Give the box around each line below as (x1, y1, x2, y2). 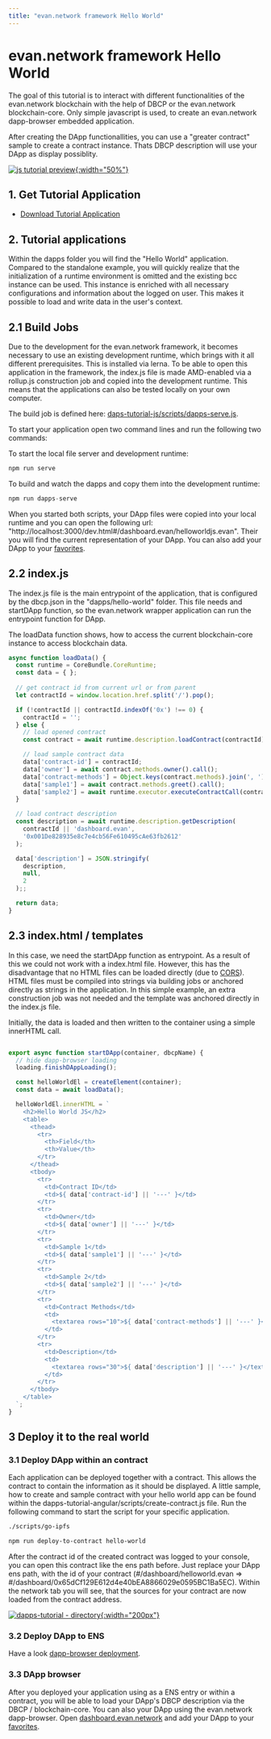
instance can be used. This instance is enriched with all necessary (8, 280, 229, 290)
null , (23, 869, 42, 878)
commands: (8, 433, 48, 442)
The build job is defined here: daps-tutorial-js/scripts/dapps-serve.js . (8, 409, 239, 418)
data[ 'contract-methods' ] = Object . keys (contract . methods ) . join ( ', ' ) (23, 772, 265, 781)
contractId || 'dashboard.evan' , (23, 825, 135, 834)
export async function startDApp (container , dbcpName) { (8, 1048, 204, 1057)
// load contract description (15, 810, 117, 818)
